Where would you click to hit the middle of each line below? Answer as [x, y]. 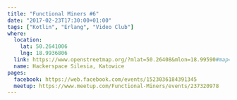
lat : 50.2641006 [44, 46]
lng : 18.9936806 [44, 54]
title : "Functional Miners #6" [53, 14]
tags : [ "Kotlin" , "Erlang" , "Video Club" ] [71, 27]
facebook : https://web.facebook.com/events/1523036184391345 [105, 79]
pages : [17, 73]
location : [28, 40]
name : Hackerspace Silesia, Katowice [69, 66]
